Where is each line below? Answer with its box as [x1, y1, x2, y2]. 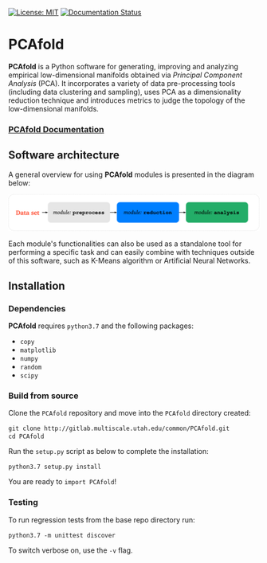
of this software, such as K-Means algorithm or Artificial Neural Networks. [8, 256, 251, 266]
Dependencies [8, 303, 66, 314]
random [19, 363, 42, 372]
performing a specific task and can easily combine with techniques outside [8, 248, 255, 257]
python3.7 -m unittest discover [8, 531, 116, 539]
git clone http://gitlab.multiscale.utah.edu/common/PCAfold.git [8, 424, 230, 433]
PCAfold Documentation [8, 123, 104, 135]
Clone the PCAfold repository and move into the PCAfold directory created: [8, 409, 251, 418]
